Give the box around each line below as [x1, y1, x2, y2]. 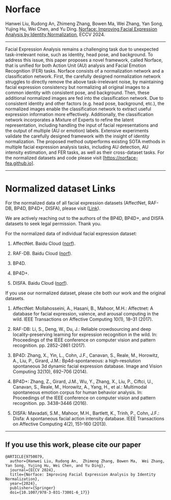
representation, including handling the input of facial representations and [5, 122, 158, 128]
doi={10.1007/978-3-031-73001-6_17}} [10, 490, 90, 495]
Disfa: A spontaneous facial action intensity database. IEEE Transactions [12, 415, 164, 421]
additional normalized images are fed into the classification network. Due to [5, 95, 164, 101]
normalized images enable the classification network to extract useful [5, 106, 152, 112]
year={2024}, [10, 481, 38, 486]
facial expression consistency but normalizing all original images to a [5, 84, 150, 90]
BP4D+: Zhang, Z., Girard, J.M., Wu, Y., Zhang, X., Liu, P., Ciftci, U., [12, 378, 154, 384]
